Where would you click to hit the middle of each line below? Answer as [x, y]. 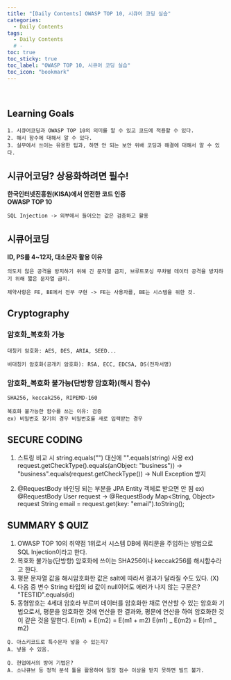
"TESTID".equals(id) [46, 594]
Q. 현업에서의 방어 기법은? [41, 663]
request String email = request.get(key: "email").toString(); [101, 503]
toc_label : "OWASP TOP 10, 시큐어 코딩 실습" [69, 65]
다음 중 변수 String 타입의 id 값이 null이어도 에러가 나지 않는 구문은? [109, 586]
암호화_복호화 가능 [36, 334]
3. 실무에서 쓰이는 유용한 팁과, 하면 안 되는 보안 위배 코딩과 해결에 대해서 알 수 [110, 146]
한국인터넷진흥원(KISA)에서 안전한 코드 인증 [67, 194]
